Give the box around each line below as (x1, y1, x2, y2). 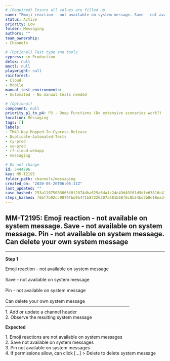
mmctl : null (5, 64, 30, 69)
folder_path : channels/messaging (5, 176, 76, 182)
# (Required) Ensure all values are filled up (5, 7, 105, 13)
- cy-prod (5, 139, 26, 144)
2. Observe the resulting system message (5, 314, 92, 320)
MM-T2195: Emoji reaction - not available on (5, 214, 148, 223)
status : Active (5, 17, 37, 22)
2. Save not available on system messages (5, 339, 94, 345)
